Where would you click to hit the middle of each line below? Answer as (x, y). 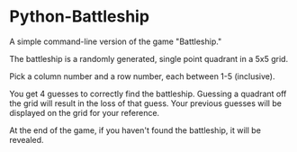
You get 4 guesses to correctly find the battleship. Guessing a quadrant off (148, 94)
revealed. (27, 139)
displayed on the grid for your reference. (85, 112)
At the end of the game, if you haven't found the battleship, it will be (135, 130)
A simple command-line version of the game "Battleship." (116, 41)
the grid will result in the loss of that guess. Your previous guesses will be (145, 103)
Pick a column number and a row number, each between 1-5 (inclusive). (142, 76)
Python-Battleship (80, 17)
